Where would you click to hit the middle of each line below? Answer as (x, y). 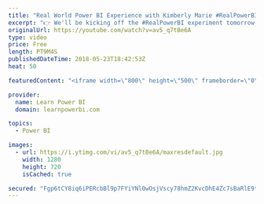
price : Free (27, 45)
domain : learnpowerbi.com (58, 109)
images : (21, 145)
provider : (24, 95)
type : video (27, 37)
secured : (22, 188)
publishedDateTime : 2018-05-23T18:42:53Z (77, 60)
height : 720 (42, 167)
